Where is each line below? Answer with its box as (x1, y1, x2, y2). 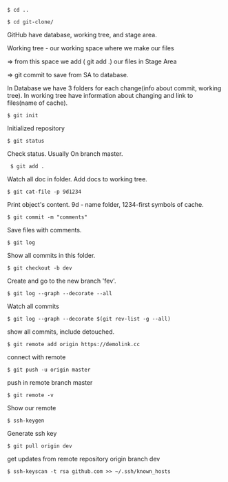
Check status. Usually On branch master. (7, 150, 123, 158)
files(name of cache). (7, 99, 68, 107)
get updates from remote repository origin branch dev (7, 455, 160, 463)
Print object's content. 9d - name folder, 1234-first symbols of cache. (7, 201, 205, 208)
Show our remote (7, 404, 56, 412)
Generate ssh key (7, 430, 57, 437)
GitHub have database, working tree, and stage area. (7, 31, 157, 39)
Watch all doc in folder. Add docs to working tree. (7, 175, 148, 183)
